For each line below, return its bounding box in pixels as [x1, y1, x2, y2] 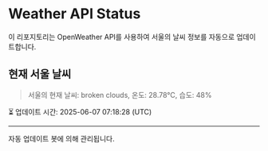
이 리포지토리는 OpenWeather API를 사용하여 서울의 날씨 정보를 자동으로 [8, 32, 235, 41]
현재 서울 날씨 [8, 68, 72, 81]
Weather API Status [8, 5, 141, 23]
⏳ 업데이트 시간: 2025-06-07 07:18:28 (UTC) [8, 106, 152, 116]
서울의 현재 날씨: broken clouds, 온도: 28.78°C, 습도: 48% [27, 90, 212, 99]
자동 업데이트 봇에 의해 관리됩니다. [8, 134, 115, 143]
